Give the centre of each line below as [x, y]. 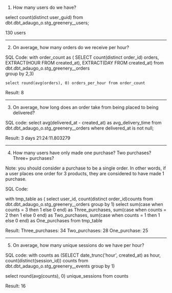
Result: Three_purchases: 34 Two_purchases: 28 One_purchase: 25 [77, 231]
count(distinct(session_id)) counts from [47, 260]
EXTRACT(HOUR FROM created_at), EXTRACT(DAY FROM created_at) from [84, 63]
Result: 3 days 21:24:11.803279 [38, 138]
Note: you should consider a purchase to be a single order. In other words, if [86, 168]
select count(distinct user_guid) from [44, 17]
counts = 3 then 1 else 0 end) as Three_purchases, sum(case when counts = [86, 210]
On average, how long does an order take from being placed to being [85, 107]
